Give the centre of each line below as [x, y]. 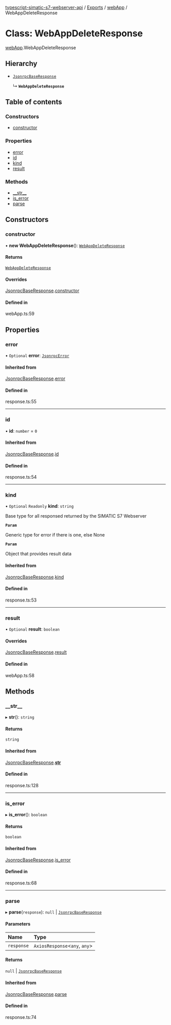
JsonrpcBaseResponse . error [35, 378]
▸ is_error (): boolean [26, 815]
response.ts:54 [21, 477]
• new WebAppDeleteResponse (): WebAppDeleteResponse [65, 246]
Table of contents [34, 102]
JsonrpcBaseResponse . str [33, 762]
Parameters [18, 924]
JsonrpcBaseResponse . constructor [42, 291]
